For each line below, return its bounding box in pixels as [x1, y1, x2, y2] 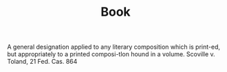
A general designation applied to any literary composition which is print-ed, [7, 43, 221, 51]
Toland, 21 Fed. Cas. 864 [7, 58, 78, 66]
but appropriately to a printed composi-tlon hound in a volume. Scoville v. [7, 50, 215, 58]
